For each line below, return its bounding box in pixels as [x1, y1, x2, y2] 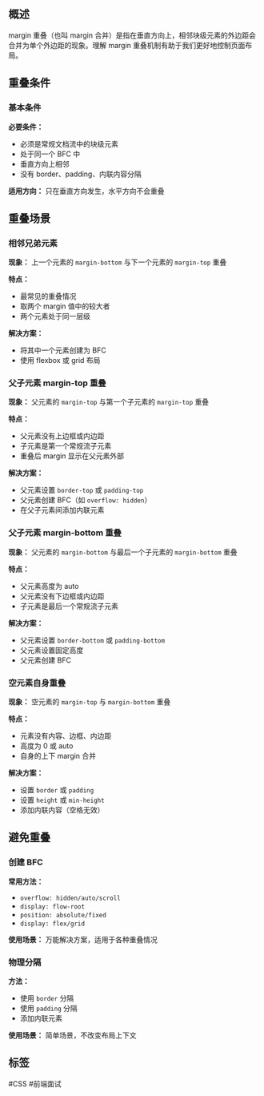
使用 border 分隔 [19, 993, 74, 1003]
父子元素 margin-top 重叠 [8, 377, 106, 389]
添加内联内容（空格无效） [19, 805, 105, 815]
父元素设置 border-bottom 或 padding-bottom [19, 635, 166, 645]
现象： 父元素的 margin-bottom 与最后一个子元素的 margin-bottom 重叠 [8, 547, 238, 557]
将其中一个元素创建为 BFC [19, 345, 106, 355]
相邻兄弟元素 [8, 237, 58, 248]
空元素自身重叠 [8, 677, 66, 688]
